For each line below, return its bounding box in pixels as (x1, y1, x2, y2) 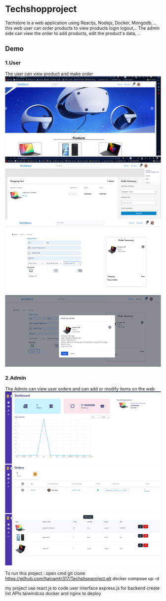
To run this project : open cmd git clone (5, 570, 85, 576)
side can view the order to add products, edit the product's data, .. (5, 30, 140, 36)
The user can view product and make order (5, 71, 93, 77)
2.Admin (5, 375, 26, 382)
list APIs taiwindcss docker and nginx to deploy (5, 591, 101, 597)
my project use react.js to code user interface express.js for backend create (5, 585, 160, 591)
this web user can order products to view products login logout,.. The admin (5, 25, 160, 31)
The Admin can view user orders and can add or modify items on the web (5, 386, 155, 391)
